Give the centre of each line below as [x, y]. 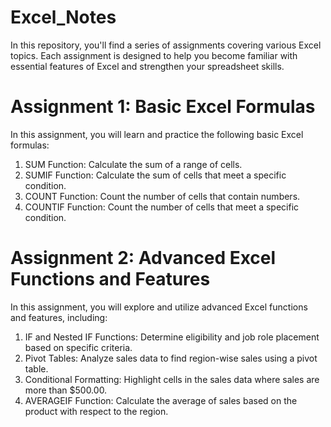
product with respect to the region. [96, 411]
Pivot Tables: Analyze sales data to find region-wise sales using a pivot [171, 358]
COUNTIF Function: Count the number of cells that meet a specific [162, 207]
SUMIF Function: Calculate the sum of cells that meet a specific [155, 175]
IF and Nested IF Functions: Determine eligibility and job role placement [172, 337]
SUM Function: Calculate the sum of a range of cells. [133, 164]
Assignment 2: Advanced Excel [143, 258]
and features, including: [59, 317]
